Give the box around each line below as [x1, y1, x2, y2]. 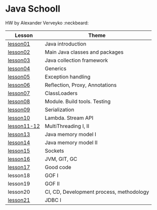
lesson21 [8, 196, 30, 203]
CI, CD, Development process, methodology [45, 188, 149, 195]
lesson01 [8, 40, 30, 47]
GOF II [45, 180, 60, 187]
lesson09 [8, 106, 30, 113]
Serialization [45, 106, 74, 113]
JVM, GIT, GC [45, 155, 77, 162]
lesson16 [8, 155, 30, 162]
